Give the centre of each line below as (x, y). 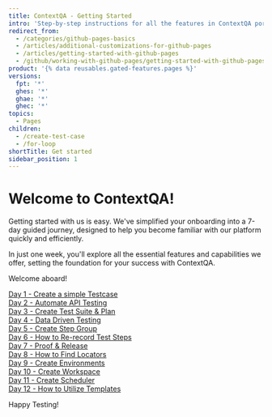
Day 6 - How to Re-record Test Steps (70, 338)
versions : (25, 76)
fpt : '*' (30, 83)
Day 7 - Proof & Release (48, 346)
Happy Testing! (34, 405)
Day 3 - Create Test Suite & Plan (62, 312)
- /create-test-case (50, 136)
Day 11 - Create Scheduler (52, 381)
